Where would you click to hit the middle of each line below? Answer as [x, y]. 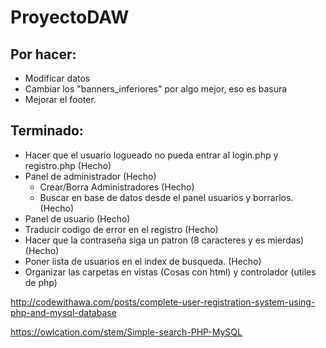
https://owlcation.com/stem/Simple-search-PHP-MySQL [126, 332]
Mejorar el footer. [60, 99]
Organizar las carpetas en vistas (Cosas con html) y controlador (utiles [170, 272]
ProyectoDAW [70, 17]
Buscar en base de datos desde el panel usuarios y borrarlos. [166, 197]
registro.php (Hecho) [68, 165]
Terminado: [47, 131]
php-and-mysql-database [63, 312]
